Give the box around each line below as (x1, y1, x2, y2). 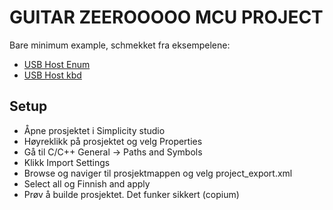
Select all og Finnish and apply (23, 177, 151, 190)
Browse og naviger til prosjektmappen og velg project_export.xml (23, 167, 293, 179)
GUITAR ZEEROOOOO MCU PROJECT (9, 6, 324, 29)
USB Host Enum (23, 58, 91, 70)
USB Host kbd (23, 69, 82, 81)
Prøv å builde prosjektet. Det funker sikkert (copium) (23, 188, 240, 200)
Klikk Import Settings (23, 156, 111, 168)
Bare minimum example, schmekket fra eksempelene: (9, 39, 231, 51)
